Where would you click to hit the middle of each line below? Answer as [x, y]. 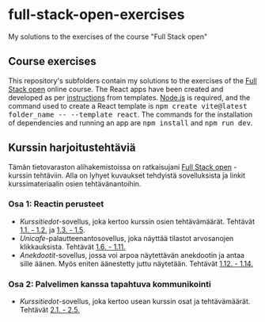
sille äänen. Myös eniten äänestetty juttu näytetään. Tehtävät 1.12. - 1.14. [136, 263]
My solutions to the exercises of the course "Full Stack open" [108, 36]
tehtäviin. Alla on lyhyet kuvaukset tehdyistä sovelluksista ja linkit [140, 175]
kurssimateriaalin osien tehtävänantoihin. [75, 183]
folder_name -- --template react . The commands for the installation [131, 114]
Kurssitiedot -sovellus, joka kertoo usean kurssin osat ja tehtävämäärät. [135, 301]
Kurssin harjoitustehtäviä [72, 148]
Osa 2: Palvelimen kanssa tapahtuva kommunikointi [110, 284]
